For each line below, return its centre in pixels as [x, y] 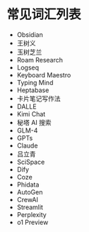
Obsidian [30, 34]
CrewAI [27, 199]
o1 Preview [32, 222]
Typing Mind [35, 82]
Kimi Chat [31, 114]
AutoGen [30, 192]
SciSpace [31, 162]
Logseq [28, 67]
